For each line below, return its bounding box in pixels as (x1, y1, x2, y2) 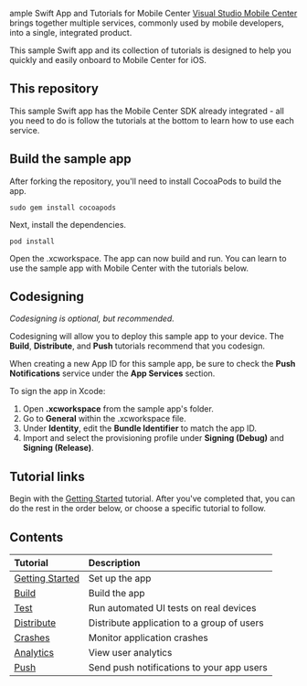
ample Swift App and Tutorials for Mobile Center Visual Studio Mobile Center (9, 8, 298, 18)
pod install (9, 237, 55, 246)
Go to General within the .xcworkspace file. (22, 413, 186, 424)
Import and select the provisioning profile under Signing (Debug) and (22, 433, 285, 444)
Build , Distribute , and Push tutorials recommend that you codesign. (9, 340, 265, 351)
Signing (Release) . (22, 443, 94, 454)
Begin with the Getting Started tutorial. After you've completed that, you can (9, 493, 295, 504)
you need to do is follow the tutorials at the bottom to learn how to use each (9, 114, 294, 126)
